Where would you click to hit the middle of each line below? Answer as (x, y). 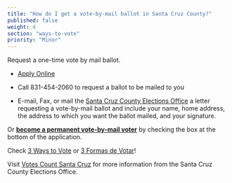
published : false (33, 20)
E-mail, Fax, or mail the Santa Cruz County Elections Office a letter (114, 101)
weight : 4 (22, 27)
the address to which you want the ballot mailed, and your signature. (117, 116)
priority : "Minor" (34, 40)
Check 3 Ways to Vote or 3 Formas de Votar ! (72, 151)
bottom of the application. (45, 137)
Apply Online (36, 74)
